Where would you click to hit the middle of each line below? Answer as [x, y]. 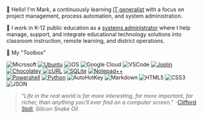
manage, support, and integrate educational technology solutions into [94, 34]
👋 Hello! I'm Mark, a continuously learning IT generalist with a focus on [95, 9]
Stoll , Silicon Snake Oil [50, 109]
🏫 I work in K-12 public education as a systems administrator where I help [98, 28]
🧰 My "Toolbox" [26, 53]
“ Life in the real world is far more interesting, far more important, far [107, 96]
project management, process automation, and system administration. [94, 16]
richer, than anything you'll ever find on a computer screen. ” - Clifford [109, 102]
